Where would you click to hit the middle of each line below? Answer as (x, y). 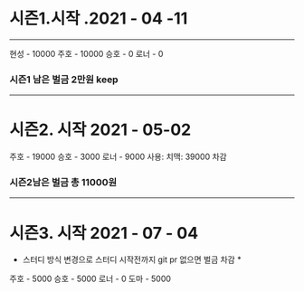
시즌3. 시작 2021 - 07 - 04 (104, 233)
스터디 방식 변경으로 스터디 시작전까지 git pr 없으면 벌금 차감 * (132, 259)
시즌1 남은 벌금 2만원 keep (64, 80)
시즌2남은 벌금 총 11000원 (63, 183)
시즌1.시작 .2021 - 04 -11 (99, 19)
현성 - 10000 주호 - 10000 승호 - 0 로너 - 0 (86, 53)
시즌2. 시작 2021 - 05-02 (100, 130)
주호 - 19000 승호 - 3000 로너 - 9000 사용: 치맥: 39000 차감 (119, 157)
